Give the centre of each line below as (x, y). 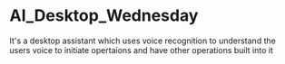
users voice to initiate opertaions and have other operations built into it (142, 50)
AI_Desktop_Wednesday (104, 16)
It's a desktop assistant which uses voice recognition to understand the (143, 41)
